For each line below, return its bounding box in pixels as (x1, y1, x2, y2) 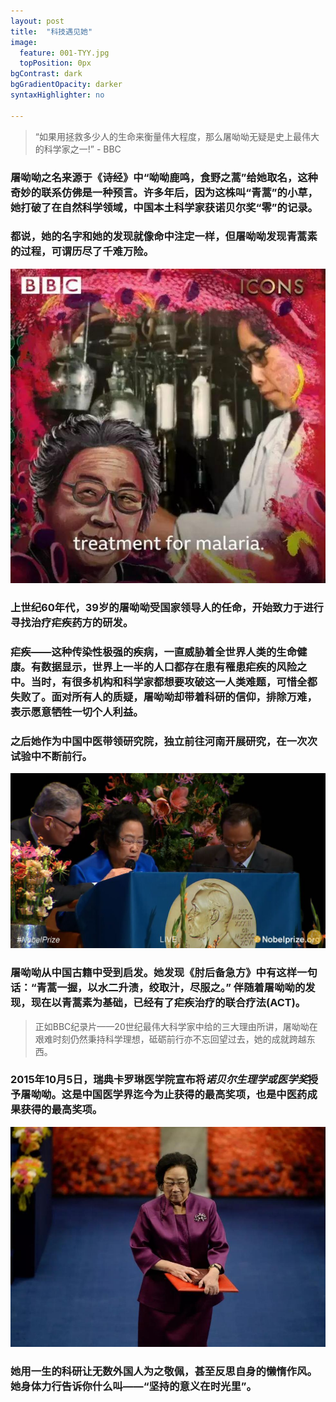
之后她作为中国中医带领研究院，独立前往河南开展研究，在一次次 (10, 734, 318, 748)
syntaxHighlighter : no (10, 90, 105, 100)
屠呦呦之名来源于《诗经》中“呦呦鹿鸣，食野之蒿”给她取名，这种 (10, 170, 318, 184)
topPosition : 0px (19, 58, 92, 69)
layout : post (10, 16, 65, 26)
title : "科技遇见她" (10, 26, 93, 37)
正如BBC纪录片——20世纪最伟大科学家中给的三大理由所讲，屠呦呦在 (34, 1020, 318, 1032)
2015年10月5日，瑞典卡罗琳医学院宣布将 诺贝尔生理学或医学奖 (10, 1073, 308, 1087)
